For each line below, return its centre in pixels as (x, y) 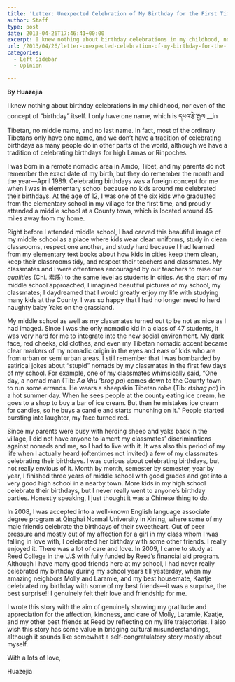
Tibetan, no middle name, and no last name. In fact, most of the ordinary (111, 130)
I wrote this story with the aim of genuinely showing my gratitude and (107, 606)
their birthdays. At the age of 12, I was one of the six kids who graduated (112, 196)
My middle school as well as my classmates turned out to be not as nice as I (117, 321)
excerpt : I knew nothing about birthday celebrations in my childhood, (114, 40)
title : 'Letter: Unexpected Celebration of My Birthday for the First (112, 14)
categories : (24, 53)
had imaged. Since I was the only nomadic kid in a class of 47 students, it (113, 328)
